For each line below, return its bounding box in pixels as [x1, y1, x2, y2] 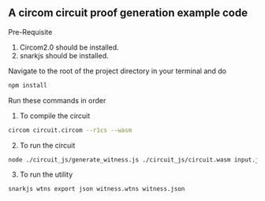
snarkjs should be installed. [19, 50, 109, 60]
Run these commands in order [8, 95, 106, 105]
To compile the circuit [19, 110, 91, 121]
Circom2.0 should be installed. [19, 43, 120, 52]
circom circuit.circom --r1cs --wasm [8, 126, 132, 134]
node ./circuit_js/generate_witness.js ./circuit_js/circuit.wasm [8, 155, 231, 164]
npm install [8, 81, 47, 89]
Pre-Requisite [8, 27, 53, 36]
